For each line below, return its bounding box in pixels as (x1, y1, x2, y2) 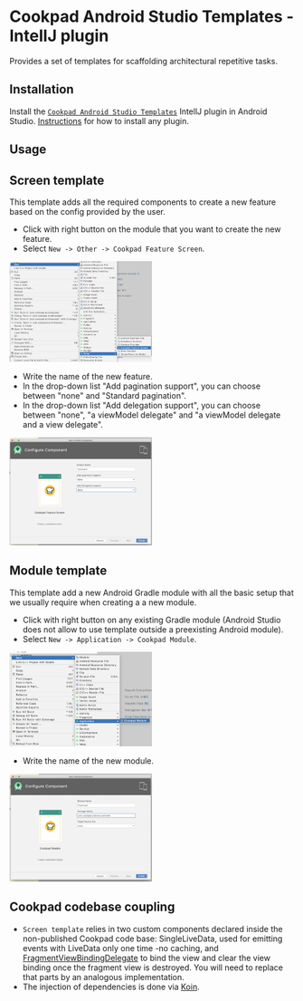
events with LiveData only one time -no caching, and (22, 942, 219, 953)
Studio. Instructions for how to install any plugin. (9, 115, 190, 126)
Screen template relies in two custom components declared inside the (22, 923, 283, 934)
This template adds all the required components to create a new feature (9, 197, 277, 207)
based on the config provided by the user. (9, 206, 166, 217)
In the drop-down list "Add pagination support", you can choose (22, 380, 260, 391)
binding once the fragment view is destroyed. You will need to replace (22, 962, 283, 973)
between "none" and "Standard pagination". (22, 390, 187, 401)
